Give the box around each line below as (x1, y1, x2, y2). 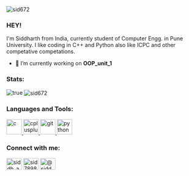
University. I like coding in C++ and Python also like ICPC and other (6, 42, 176, 49)
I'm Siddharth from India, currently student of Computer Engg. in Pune (6, 35, 183, 42)
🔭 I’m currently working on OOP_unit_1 (15, 60, 112, 67)
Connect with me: (6, 144, 61, 152)
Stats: (6, 75, 24, 84)
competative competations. (6, 48, 75, 55)
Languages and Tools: (6, 105, 73, 113)
